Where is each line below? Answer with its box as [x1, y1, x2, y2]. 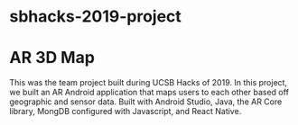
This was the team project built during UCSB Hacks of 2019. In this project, [9, 77, 287, 88]
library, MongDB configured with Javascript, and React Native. [9, 106, 242, 117]
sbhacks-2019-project [9, 6, 182, 27]
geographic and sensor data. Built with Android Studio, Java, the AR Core [9, 96, 283, 107]
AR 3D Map [9, 48, 95, 68]
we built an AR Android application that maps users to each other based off [9, 87, 289, 98]
